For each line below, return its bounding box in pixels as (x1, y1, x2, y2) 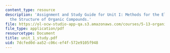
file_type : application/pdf (5, 26, 65, 31)
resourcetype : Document (5, 31, 56, 36)
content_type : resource (5, 7, 56, 13)
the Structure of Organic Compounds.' (10, 17, 92, 22)
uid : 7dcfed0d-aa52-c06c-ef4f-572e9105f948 (5, 40, 99, 45)
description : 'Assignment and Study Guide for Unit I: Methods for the (5, 12, 159, 17)
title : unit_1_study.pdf (5, 36, 58, 41)
